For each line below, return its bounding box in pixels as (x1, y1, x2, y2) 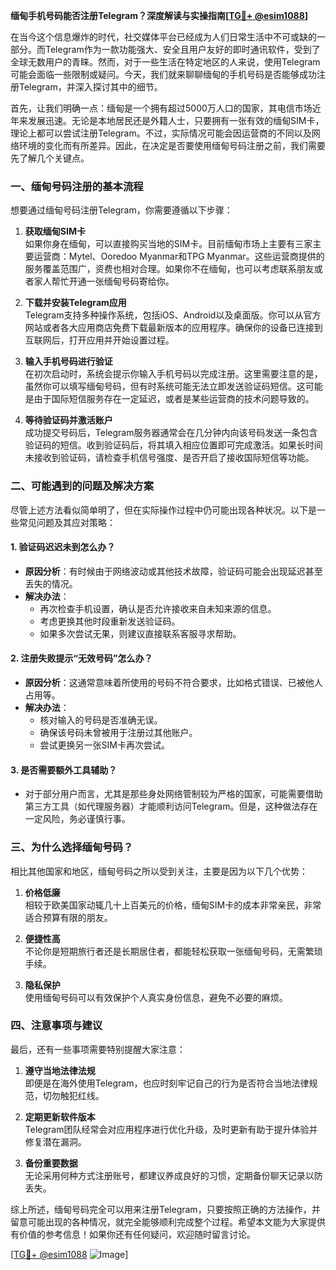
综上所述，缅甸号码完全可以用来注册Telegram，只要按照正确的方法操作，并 (10, 1203, 321, 1215)
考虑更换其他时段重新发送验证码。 (39, 615, 181, 627)
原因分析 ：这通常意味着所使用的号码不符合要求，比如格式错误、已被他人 (24, 677, 323, 688)
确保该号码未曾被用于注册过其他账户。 (39, 727, 198, 738)
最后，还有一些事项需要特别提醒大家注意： (10, 1043, 186, 1055)
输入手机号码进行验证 (24, 355, 113, 368)
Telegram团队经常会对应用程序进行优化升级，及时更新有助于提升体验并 (24, 1123, 318, 1135)
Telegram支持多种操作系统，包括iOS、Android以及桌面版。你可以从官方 (24, 309, 322, 321)
